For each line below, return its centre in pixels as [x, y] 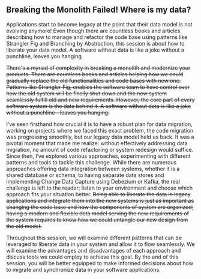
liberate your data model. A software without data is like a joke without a [95, 50]
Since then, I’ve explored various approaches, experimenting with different [98, 156]
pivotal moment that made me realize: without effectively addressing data [97, 143]
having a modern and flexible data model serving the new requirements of [97, 213]
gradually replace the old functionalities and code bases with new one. [94, 80]
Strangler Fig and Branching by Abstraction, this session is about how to [95, 43]
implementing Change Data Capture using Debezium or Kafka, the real [93, 181]
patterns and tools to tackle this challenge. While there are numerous [91, 162]
